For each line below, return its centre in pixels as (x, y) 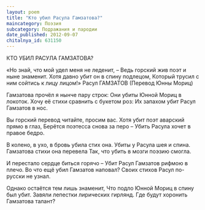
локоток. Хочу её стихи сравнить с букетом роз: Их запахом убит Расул (101, 101)
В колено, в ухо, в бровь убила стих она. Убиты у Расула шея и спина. (99, 145)
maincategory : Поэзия (34, 23)
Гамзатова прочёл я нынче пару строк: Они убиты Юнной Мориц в (94, 95)
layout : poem (23, 12)
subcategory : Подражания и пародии (52, 29)
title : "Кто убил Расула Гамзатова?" (55, 18)
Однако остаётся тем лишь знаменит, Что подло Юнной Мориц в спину (100, 188)
